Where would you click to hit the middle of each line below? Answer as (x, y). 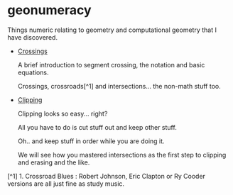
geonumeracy (49, 10)
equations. (33, 72)
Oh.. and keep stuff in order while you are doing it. (91, 141)
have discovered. (33, 37)
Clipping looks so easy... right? (63, 113)
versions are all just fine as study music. (66, 184)
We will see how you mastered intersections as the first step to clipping (122, 155)
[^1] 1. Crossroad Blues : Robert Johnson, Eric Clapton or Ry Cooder (107, 176)
